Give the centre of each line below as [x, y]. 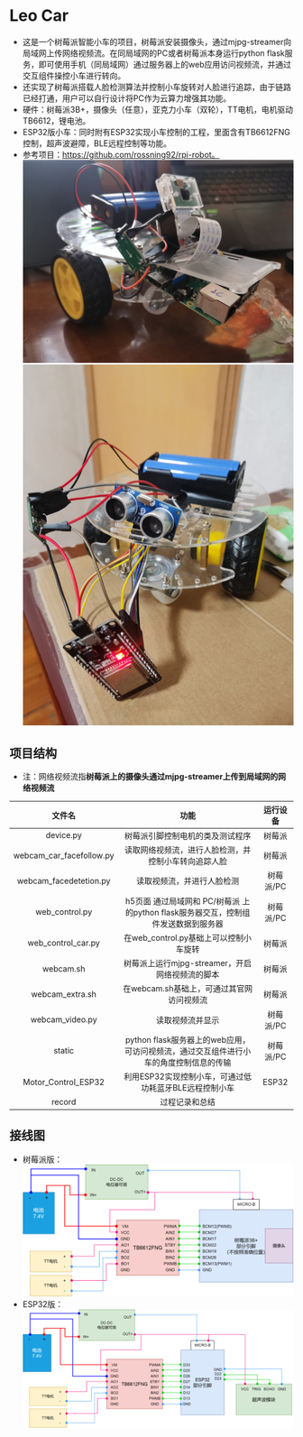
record [64, 1101]
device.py [64, 835]
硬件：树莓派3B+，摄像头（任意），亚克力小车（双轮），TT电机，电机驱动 [157, 109]
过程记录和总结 [188, 1102]
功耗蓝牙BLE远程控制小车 [188, 1088]
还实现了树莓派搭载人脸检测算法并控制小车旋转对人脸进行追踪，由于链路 [156, 87]
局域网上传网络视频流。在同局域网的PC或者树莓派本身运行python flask [154, 53]
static [64, 1051]
